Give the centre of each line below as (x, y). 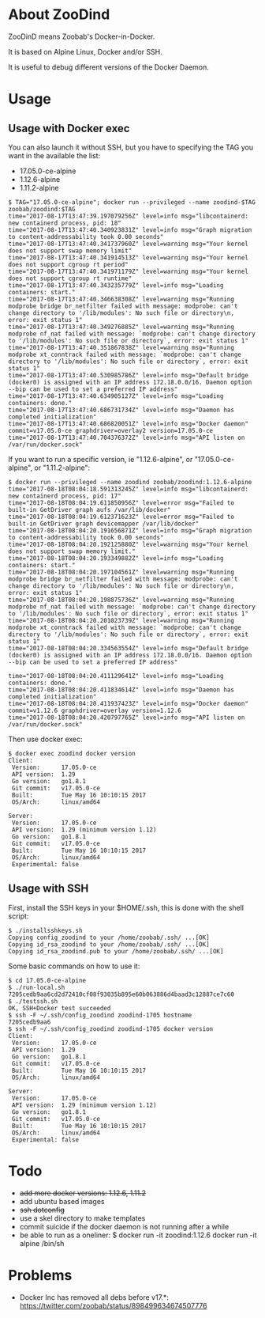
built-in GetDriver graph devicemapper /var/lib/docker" (104, 524)
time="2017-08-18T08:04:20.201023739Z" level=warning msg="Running (121, 620)
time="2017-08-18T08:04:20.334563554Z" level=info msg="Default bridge (128, 648)
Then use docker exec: (45, 739)
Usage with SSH (49, 889)
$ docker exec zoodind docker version (72, 753)
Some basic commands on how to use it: (74, 966)
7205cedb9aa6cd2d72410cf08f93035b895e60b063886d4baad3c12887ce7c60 (121, 994)
